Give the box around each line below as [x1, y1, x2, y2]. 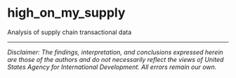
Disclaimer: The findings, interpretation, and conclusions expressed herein [7, 47, 223, 56]
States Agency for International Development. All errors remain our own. [7, 63, 217, 71]
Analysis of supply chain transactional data [7, 28, 132, 36]
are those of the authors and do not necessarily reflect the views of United [7, 55, 224, 63]
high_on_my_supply [7, 5, 126, 21]
